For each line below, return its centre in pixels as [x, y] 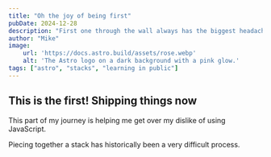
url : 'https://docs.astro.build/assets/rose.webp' [110, 53]
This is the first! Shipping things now [103, 101]
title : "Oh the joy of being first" [70, 16]
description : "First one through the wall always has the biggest [122, 31]
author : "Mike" [34, 38]
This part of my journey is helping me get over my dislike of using [117, 120]
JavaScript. [27, 129]
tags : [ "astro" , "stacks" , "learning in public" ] [94, 68]
